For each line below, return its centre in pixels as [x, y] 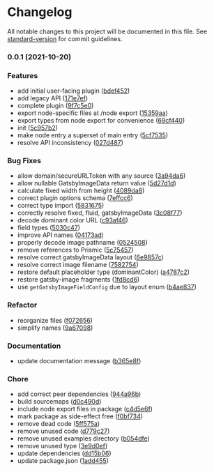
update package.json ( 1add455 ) [63, 461]
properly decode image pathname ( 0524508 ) [82, 243]
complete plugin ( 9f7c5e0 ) [55, 106]
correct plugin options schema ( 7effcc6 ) [75, 198]
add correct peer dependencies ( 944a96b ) [79, 394]
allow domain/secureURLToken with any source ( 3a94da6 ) [101, 176]
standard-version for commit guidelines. [65, 38]
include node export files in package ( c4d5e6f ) [85, 409]
